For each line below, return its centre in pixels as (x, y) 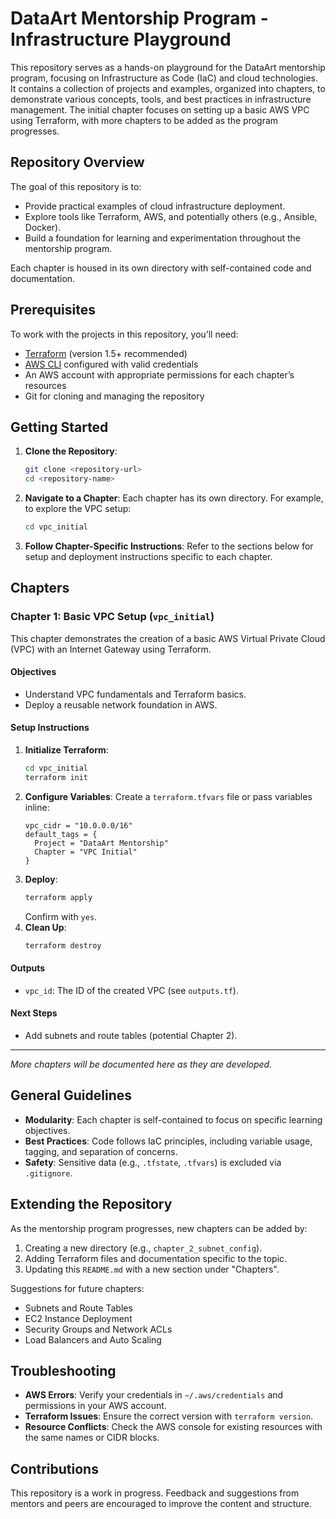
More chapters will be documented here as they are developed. (141, 1064)
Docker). (43, 227)
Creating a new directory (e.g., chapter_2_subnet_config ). (143, 1248)
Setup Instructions (50, 728)
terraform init (56, 777)
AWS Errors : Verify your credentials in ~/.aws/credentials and (154, 1395)
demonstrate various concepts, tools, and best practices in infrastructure (161, 99)
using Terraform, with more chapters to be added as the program (144, 120)
